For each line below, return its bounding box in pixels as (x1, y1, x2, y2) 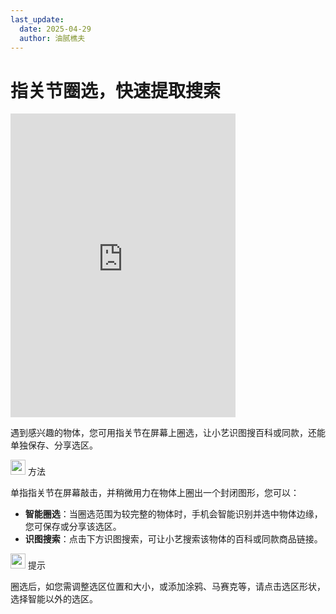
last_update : (10, 14, 65, 25)
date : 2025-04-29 (19, 24, 92, 34)
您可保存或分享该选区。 (24, 521, 122, 533)
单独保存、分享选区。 (10, 439, 98, 451)
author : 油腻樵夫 (19, 33, 86, 43)
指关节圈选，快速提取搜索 (10, 79, 222, 102)
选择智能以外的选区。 (10, 593, 98, 605)
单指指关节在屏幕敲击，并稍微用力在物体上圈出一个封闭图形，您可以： (10, 487, 300, 499)
